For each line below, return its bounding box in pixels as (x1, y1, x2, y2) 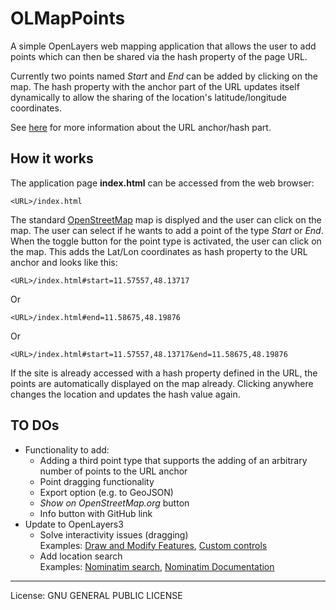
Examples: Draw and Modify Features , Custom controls (39, 539, 268, 551)
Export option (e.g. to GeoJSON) (39, 486, 174, 498)
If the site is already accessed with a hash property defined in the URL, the (10, 367, 318, 379)
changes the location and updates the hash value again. (10, 388, 241, 400)
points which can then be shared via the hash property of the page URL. (10, 50, 308, 62)
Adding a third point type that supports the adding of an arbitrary (39, 454, 308, 466)
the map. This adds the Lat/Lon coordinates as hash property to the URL (10, 245, 308, 257)
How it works (10, 150, 94, 167)
